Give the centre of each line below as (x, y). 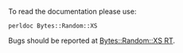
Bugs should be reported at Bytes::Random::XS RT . (92, 40)
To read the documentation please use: (72, 11)
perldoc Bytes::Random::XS (53, 26)
